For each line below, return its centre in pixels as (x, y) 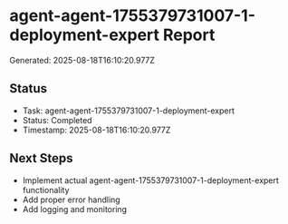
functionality (46, 190)
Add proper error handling (71, 200)
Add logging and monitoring (75, 209)
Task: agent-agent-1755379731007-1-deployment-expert (129, 111)
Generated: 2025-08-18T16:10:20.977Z (82, 60)
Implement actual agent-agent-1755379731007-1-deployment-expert (150, 180)
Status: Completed (57, 120)
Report (189, 35)
